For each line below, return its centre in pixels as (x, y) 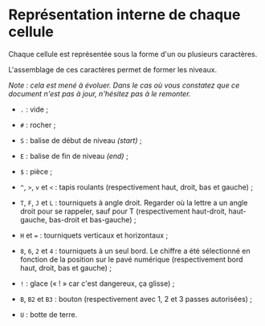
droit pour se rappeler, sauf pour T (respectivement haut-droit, (123, 211)
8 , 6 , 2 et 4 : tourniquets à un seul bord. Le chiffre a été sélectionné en (135, 251)
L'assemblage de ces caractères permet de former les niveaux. (113, 69)
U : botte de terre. (49, 314)
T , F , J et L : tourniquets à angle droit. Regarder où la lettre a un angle (134, 202)
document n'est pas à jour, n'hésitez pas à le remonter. (100, 93)
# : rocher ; (38, 124)
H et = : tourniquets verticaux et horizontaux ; (94, 235)
